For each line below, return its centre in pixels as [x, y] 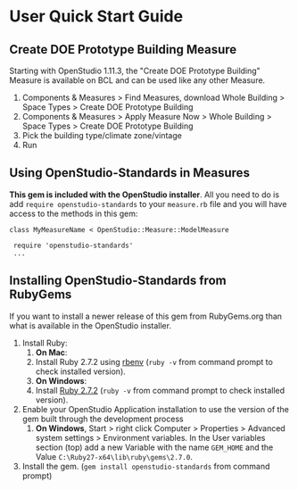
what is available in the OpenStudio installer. [91, 325]
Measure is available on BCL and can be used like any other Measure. [137, 80]
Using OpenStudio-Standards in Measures [129, 173]
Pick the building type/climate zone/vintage [102, 135]
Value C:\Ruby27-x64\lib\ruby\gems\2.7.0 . [114, 456]
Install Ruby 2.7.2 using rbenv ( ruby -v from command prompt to [154, 361]
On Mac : [51, 352]
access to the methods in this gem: [74, 213]
